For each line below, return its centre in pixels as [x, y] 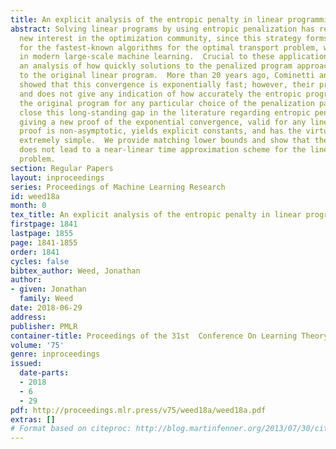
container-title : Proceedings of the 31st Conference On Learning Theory [169, 336]
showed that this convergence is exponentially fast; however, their [167, 85]
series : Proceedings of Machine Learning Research [118, 187]
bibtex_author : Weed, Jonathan [75, 271]
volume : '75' [37, 345]
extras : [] [33, 419]
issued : [26, 364]
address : [28, 317]
